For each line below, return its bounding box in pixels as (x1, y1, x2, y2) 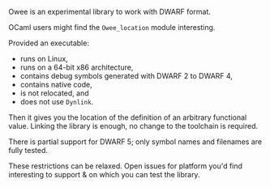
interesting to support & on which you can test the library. (8, 170, 200, 179)
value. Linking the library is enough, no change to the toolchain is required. (8, 121, 259, 130)
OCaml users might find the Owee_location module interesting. (8, 23, 216, 32)
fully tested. (8, 146, 49, 155)
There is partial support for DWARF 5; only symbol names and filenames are (8, 137, 262, 147)
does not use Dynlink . (19, 97, 94, 106)
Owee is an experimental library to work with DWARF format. (8, 7, 211, 16)
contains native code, (19, 80, 92, 89)
